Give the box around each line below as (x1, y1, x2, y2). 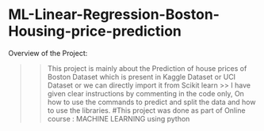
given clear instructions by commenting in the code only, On (47, 88, 244, 98)
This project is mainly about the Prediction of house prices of (47, 63, 247, 73)
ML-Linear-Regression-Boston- (8, 6, 220, 24)
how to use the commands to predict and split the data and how (47, 97, 256, 107)
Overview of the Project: (8, 48, 88, 58)
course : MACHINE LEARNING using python (47, 114, 190, 123)
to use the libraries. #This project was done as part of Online (47, 105, 246, 115)
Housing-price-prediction (8, 22, 182, 40)
